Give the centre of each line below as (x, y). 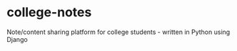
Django (17, 39)
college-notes (49, 12)
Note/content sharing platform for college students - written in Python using (118, 32)
